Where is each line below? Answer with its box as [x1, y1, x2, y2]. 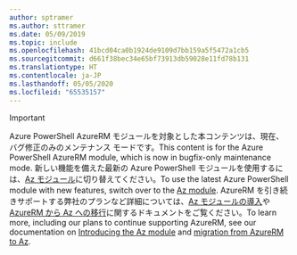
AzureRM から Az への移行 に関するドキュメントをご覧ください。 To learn [9, 207, 277, 218]
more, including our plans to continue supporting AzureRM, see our [9, 217, 257, 227]
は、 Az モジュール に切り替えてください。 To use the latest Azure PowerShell [9, 173, 289, 184]
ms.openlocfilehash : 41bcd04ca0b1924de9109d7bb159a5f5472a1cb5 [9, 46, 250, 55]
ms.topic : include [9, 37, 78, 47]
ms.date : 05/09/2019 [9, 29, 87, 38]
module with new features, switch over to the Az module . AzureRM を [9, 185, 265, 195]
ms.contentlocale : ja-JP [9, 71, 102, 80]
